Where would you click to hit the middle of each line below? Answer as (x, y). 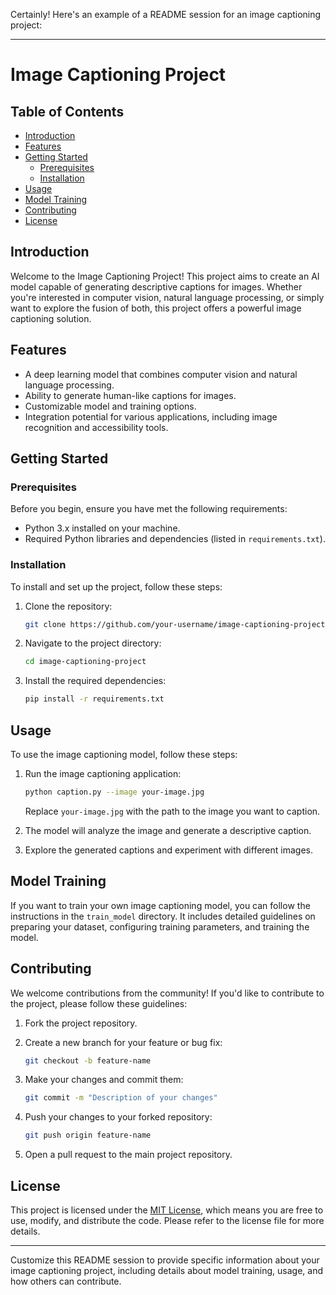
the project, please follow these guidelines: (99, 1003)
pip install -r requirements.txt (94, 699)
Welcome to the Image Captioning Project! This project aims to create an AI (165, 276)
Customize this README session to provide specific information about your (165, 1260)
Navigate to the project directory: (93, 643)
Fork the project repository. (81, 1023)
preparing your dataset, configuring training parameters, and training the (160, 926)
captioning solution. (51, 318)
